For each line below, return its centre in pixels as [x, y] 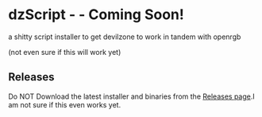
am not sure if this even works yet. [65, 104]
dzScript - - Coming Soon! [96, 15]
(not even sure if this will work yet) [65, 52]
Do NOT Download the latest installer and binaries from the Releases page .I [132, 96]
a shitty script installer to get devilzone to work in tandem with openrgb [125, 37]
